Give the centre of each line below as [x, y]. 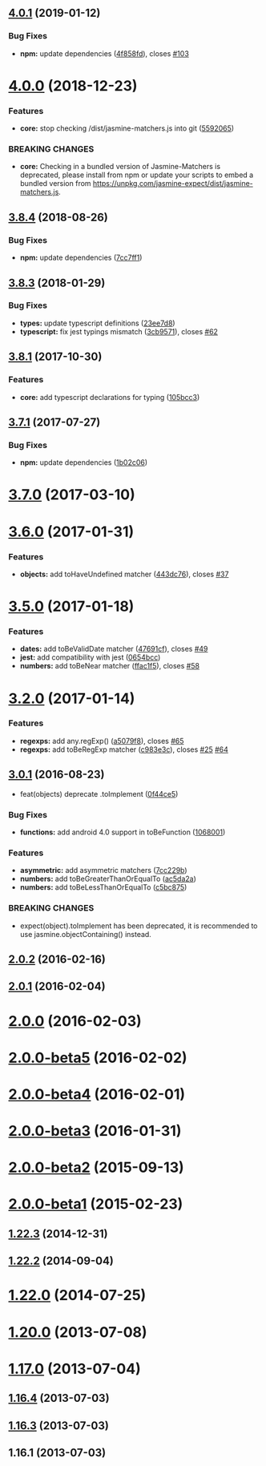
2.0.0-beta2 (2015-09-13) [96, 1167]
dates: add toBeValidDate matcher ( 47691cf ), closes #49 [114, 649]
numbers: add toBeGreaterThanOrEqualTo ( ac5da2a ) [108, 879]
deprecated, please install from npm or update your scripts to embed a [137, 175]
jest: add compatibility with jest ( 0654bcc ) [90, 657]
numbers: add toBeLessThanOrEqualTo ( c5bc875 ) [103, 887]
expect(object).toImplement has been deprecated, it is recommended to [139, 926]
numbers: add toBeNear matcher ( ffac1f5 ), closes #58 [110, 666]
